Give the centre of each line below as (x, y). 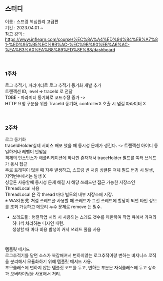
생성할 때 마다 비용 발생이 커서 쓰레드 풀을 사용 (56, 230)
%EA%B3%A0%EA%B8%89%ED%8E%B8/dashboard (60, 49)
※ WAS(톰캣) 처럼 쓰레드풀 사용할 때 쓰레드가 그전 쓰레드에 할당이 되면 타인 (76, 201)
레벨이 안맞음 (34, 152)
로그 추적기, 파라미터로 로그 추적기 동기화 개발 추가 (53, 85)
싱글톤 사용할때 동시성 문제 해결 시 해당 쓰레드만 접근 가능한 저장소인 (70, 182)
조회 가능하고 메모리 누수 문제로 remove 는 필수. (56, 207)
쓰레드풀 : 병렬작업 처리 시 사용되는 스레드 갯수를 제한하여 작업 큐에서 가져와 (84, 217)
